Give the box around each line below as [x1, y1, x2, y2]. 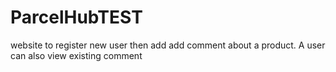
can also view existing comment [10, 49, 143, 61]
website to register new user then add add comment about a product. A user [10, 39, 326, 51]
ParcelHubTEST [10, 6, 143, 29]
